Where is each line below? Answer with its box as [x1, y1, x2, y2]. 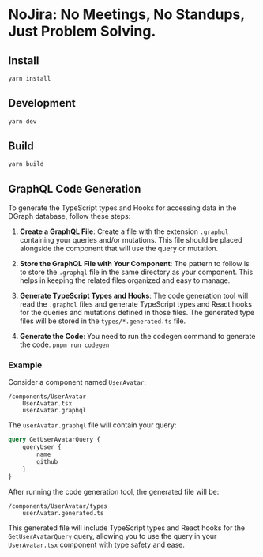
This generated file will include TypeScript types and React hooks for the [8, 523, 246, 533]
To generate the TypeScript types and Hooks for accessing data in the [8, 203, 237, 213]
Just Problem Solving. [8, 22, 156, 40]
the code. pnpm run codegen [19, 340, 110, 349]
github [36, 457, 58, 465]
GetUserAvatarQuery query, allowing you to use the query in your [8, 531, 217, 540]
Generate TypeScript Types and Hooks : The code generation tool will [19, 291, 249, 301]
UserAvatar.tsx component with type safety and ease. [8, 540, 186, 549]
